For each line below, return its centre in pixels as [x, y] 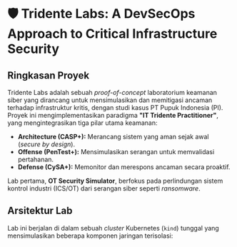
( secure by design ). [46, 144]
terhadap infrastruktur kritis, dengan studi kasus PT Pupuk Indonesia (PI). [115, 107]
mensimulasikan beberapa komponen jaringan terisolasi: [90, 236]
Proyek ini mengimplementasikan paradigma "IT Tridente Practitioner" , [113, 115]
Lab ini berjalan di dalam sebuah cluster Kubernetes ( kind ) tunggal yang [113, 228]
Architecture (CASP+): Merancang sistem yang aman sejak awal [113, 137]
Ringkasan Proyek [49, 75]
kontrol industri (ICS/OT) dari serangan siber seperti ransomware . [104, 188]
